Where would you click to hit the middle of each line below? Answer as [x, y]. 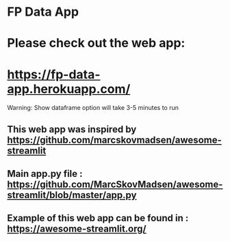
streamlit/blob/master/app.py [72, 195]
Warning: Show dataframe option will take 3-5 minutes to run [93, 108]
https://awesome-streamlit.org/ [77, 229]
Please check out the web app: [96, 43]
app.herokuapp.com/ [69, 89]
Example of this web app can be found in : [98, 218]
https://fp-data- [54, 74]
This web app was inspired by [72, 129]
